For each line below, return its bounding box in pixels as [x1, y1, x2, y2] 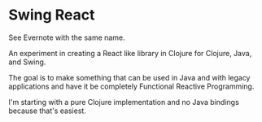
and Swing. [8, 57, 46, 67]
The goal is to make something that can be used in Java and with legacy [8, 72, 251, 82]
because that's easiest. [8, 106, 87, 115]
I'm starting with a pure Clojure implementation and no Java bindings [8, 97, 240, 107]
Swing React [8, 6, 95, 24]
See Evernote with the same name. [8, 33, 125, 42]
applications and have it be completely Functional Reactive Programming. [8, 81, 255, 91]
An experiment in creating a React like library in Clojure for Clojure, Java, [8, 48, 252, 58]
